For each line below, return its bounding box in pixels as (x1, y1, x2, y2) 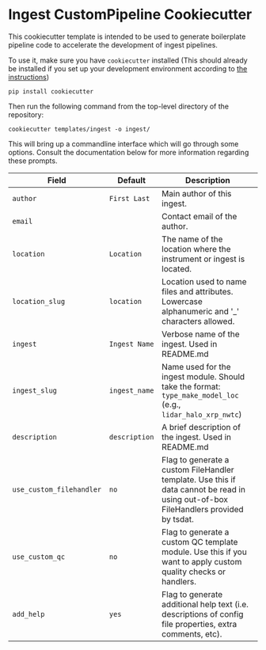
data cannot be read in (161, 484, 245, 495)
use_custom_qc (12, 552, 66, 561)
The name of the (161, 234, 223, 245)
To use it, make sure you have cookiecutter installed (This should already (8, 55, 248, 65)
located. (161, 263, 192, 274)
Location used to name (161, 276, 247, 287)
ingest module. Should (161, 371, 245, 382)
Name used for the (161, 361, 231, 372)
